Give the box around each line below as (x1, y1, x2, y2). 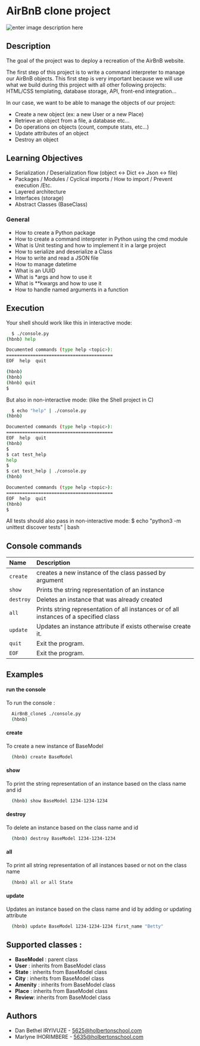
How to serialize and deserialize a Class (14, 248, 113, 255)
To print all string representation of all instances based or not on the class (6, 862, 187, 869)
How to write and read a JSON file (14, 254, 99, 261)
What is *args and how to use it (14, 273, 92, 281)
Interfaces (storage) (14, 194, 64, 201)
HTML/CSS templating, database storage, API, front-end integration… (6, 88, 177, 95)
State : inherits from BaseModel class (14, 968, 107, 975)
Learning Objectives (6, 153, 83, 163)
